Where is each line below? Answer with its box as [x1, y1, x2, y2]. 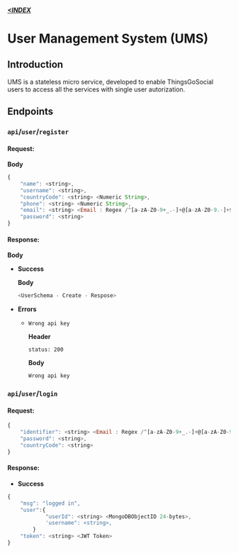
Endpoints [7, 105, 54, 117]
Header [28, 333, 51, 341]
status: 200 [28, 346, 64, 354]
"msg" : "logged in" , [20, 500, 81, 507]
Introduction [7, 59, 64, 71]
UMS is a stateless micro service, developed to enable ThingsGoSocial [7, 77, 214, 86]
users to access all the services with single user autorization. [7, 85, 186, 94]
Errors [17, 305, 37, 313]
